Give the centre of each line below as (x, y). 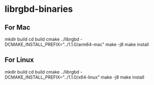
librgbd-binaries (39, 9)
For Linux (19, 60)
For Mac (18, 27)
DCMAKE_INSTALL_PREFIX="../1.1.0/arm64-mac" (54, 44)
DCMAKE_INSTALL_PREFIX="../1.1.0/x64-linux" (52, 77)
